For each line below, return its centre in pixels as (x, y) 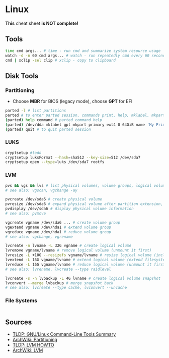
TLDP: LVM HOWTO (33, 345)
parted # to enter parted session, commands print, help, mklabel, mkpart (85, 115)
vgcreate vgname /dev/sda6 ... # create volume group (63, 222)
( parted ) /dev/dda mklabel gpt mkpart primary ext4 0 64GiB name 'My (80, 125)
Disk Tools (22, 76)
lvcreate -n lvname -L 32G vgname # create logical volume (68, 246)
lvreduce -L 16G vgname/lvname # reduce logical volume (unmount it (78, 264)
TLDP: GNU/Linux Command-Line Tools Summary (64, 334)
